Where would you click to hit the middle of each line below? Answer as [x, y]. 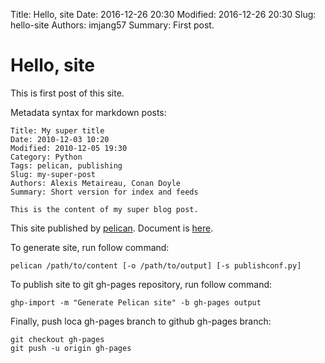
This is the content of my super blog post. [104, 209]
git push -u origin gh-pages [71, 348]
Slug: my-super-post [53, 174]
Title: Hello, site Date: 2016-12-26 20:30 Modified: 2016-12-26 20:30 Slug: [163, 14]
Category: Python [46, 157]
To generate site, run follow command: [90, 247]
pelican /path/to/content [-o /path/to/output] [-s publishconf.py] [156, 265]
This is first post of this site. [67, 93]
